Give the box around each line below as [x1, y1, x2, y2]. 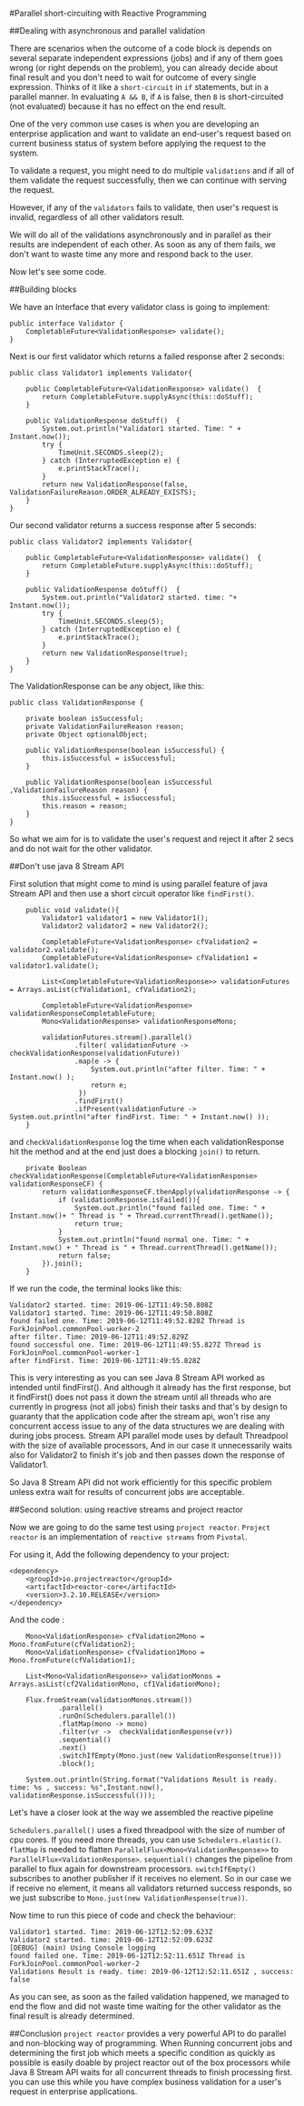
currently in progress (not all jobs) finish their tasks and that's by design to [9, 1401, 288, 1412]
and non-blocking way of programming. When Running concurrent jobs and [9, 2038, 293, 2049]
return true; [74, 1219, 124, 1228]
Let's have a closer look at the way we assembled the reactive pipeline [9, 1807, 274, 1818]
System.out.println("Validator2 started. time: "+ [42, 593, 238, 602]
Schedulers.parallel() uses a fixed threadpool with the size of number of [9, 1825, 286, 1835]
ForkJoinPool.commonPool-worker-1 [9, 1349, 141, 1358]
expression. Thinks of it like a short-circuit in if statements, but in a [9, 82, 270, 92]
